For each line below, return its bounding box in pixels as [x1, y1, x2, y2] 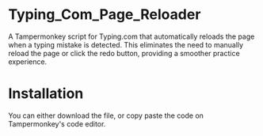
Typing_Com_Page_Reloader [8, 6, 201, 24]
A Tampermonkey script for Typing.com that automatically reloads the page [8, 32, 255, 41]
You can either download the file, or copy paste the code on [8, 111, 204, 120]
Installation [8, 85, 84, 103]
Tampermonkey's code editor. [8, 119, 106, 128]
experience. [8, 57, 48, 66]
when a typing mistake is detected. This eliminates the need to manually [8, 40, 244, 49]
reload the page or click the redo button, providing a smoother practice [8, 48, 240, 58]
